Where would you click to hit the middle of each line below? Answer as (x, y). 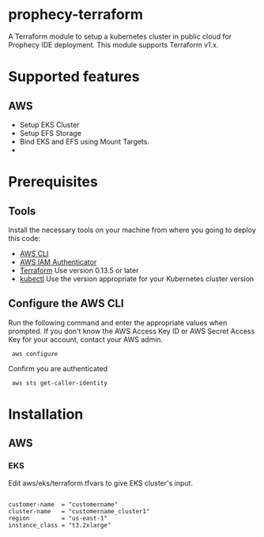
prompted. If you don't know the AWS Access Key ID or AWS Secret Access (132, 331)
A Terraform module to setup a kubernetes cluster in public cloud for (120, 36)
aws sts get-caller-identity (60, 383)
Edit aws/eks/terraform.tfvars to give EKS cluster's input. (101, 483)
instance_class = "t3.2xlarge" (60, 525)
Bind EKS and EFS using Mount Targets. (85, 141)
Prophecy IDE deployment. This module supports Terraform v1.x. (113, 44)
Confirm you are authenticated (58, 368)
